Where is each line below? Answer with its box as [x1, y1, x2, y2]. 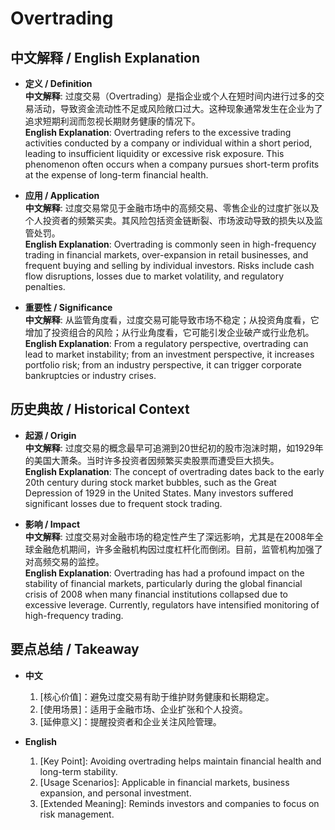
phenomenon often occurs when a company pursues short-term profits [24, 158, 320, 170]
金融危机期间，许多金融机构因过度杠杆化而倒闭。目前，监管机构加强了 [33, 543, 323, 555]
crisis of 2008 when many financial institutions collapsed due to [24, 588, 288, 600]
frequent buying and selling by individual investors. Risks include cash [24, 260, 315, 271]
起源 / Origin [24, 429, 77, 441]
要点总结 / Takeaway [10, 641, 140, 658]
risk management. [39, 808, 115, 820]
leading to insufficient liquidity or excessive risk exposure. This [24, 148, 285, 159]
